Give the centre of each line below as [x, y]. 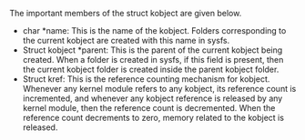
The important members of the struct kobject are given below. [126, 13]
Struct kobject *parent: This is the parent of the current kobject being [152, 50]
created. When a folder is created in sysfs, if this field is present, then [153, 60]
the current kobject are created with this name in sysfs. [126, 40]
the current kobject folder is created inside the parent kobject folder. [151, 69]
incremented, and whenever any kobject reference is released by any [152, 98]
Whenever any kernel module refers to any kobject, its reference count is [159, 89]
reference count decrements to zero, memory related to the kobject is [153, 118]
